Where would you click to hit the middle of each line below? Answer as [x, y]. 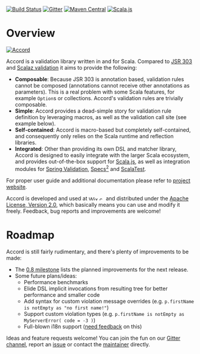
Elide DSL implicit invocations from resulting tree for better [96, 288]
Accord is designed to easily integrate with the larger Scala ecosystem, [102, 155]
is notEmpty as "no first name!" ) [66, 308]
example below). [35, 123]
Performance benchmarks [56, 282]
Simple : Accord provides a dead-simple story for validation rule [93, 111]
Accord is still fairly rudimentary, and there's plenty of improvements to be [98, 251]
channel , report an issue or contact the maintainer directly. [78, 344]
